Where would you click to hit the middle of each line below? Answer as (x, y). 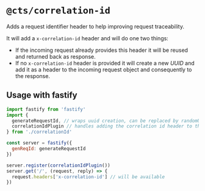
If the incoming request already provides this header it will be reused (101, 50)
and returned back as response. (55, 56)
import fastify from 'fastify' (46, 109)
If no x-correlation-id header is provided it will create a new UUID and (105, 63)
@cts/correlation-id (59, 11)
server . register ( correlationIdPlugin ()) (59, 165)
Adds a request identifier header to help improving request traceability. (95, 26)
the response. (33, 76)
